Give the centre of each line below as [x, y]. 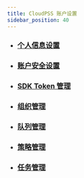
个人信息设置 [38, 46]
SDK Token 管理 [44, 86]
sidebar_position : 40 [38, 20]
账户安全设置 [38, 66]
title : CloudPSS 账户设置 [42, 14]
